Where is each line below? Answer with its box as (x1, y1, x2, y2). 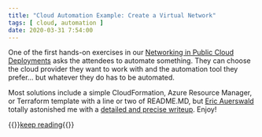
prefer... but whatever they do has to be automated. (8, 72, 175, 83)
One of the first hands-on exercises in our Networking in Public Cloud (8, 48, 234, 57)
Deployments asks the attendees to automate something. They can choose (8, 56, 251, 65)
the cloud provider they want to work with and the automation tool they (8, 65, 238, 74)
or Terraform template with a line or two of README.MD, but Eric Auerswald (8, 96, 254, 106)
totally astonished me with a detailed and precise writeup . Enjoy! (8, 105, 217, 114)
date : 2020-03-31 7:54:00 (8, 26, 93, 34)
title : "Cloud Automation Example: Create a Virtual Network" (8, 11, 216, 20)
